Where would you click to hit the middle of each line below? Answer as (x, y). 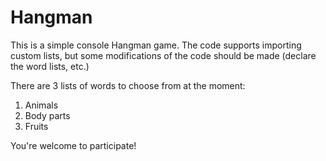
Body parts (47, 115)
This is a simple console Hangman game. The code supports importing (156, 45)
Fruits (36, 126)
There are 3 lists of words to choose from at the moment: (128, 85)
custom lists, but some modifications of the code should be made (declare (163, 55)
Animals (41, 105)
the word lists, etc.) (50, 66)
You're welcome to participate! (73, 145)
